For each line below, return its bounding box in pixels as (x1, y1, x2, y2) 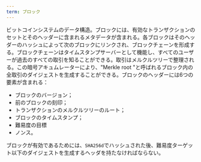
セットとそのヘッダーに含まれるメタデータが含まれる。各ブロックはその (6, 34, 185, 41)
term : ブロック (6, 8, 41, 15)
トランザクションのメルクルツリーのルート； (14, 106, 126, 113)
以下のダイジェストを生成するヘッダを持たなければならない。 (11, 149, 164, 156)
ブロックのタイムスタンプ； (14, 113, 84, 121)
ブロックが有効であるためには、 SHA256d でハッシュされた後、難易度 (6, 142, 172, 149)
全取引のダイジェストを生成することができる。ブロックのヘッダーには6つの (6, 71, 194, 78)
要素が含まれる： (6, 79, 49, 86)
